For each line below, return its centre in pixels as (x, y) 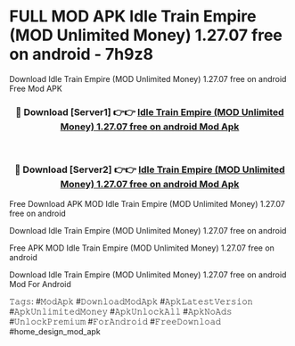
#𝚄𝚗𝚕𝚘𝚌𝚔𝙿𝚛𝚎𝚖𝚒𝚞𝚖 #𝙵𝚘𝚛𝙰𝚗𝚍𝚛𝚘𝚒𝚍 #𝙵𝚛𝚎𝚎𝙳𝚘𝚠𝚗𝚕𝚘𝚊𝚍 (115, 321)
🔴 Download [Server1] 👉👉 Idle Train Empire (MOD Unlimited (150, 111)
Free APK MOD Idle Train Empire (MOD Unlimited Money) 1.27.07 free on (142, 248)
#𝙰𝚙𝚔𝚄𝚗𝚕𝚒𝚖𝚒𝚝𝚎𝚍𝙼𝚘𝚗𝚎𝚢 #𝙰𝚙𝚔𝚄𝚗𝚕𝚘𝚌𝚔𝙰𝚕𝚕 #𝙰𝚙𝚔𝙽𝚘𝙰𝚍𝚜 (121, 311)
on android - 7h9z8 (82, 54)
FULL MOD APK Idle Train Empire (133, 16)
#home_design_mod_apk (55, 331)
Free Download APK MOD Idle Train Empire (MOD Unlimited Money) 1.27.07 (147, 203)
